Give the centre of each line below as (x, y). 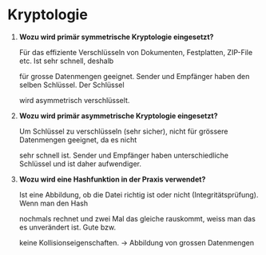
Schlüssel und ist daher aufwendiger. (80, 163)
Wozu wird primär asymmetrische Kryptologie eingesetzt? (118, 116)
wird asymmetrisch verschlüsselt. (74, 100)
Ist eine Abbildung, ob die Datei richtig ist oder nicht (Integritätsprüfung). (139, 194)
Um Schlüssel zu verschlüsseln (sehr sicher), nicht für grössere (123, 131)
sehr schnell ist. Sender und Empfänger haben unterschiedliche (124, 155)
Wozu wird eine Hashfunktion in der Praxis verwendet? (112, 179)
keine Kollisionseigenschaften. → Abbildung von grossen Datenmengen (137, 242)
